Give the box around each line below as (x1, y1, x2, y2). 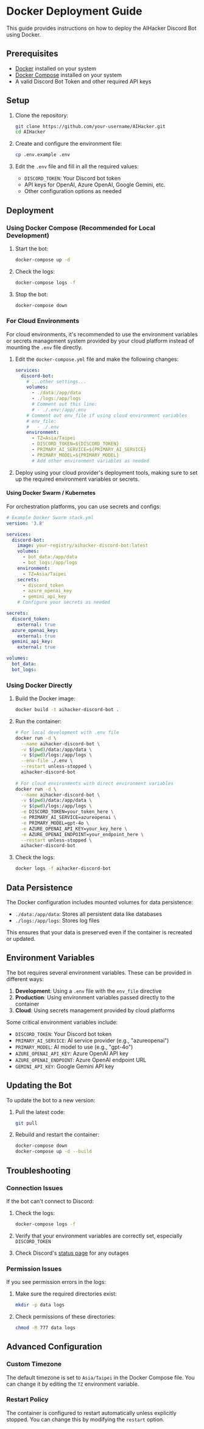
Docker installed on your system (15, 65, 96, 72)
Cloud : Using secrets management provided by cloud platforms (15, 1007, 175, 1014)
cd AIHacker (15, 129, 46, 135)
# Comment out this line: (31, 401, 97, 408)
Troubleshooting (6, 1165, 71, 1175)
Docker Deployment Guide (6, 4, 142, 18)
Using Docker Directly (6, 681, 73, 689)
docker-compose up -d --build (15, 1149, 93, 1155)
